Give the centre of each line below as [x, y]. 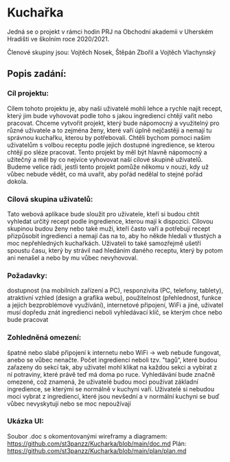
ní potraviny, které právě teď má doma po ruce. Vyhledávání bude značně [111, 374]
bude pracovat [28, 320]
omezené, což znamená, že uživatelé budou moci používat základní [103, 382]
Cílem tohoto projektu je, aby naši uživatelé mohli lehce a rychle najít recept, [115, 108]
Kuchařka [35, 13]
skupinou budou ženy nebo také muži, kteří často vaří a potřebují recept [109, 229]
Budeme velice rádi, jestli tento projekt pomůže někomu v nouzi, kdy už [108, 167]
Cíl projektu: [28, 93]
